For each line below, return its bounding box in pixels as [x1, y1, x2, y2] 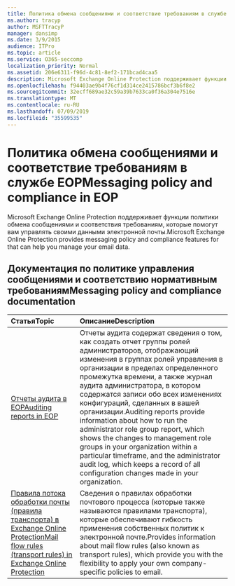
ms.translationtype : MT [7, 95, 77, 102]
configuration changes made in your [79, 468, 199, 478]
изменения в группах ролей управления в [79, 355, 223, 364]
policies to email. [107, 567, 163, 577]
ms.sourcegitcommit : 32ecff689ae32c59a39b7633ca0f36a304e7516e [7, 88, 196, 95]
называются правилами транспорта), [79, 506, 208, 516]
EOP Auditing [10, 402, 52, 412]
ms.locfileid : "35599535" [7, 114, 83, 121]
